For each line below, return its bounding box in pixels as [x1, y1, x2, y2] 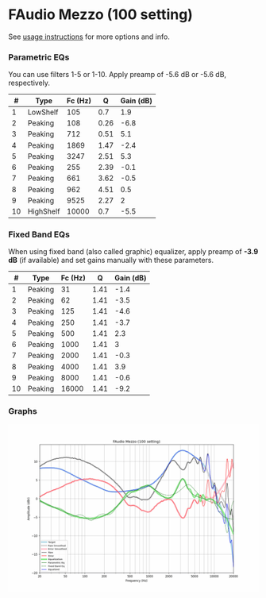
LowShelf [27, 107, 59, 117]
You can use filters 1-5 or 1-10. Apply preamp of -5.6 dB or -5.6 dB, [8, 70, 227, 79]
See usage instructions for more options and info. [8, 32, 171, 41]
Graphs [8, 406, 37, 417]
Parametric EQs [8, 52, 70, 63]
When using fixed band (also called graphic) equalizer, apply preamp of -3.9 [8, 247, 259, 257]
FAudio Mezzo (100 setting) [8, 6, 193, 24]
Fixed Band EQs [8, 229, 70, 240]
